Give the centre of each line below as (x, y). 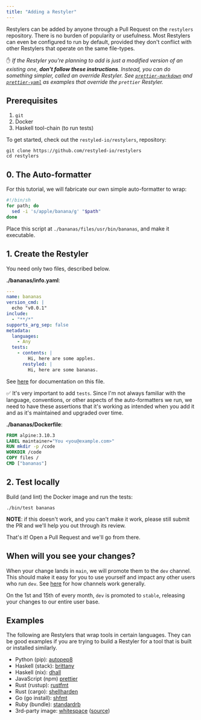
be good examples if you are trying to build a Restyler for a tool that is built (99, 642)
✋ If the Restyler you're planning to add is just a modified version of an (94, 60)
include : (17, 314)
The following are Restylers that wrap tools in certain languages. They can (99, 635)
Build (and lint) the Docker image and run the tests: (69, 497)
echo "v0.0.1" (29, 308)
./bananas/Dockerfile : (34, 424)
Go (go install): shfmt (41, 698)
